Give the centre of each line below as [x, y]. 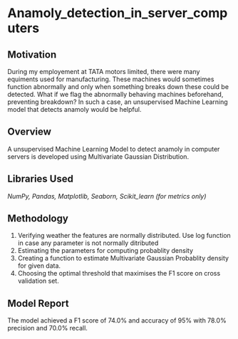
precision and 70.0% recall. [47, 328]
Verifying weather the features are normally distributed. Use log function [124, 236]
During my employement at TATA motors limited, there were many [104, 72]
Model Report [38, 303]
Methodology [38, 219]
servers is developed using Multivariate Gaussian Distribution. [98, 156]
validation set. [38, 281]
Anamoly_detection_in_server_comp [118, 13]
